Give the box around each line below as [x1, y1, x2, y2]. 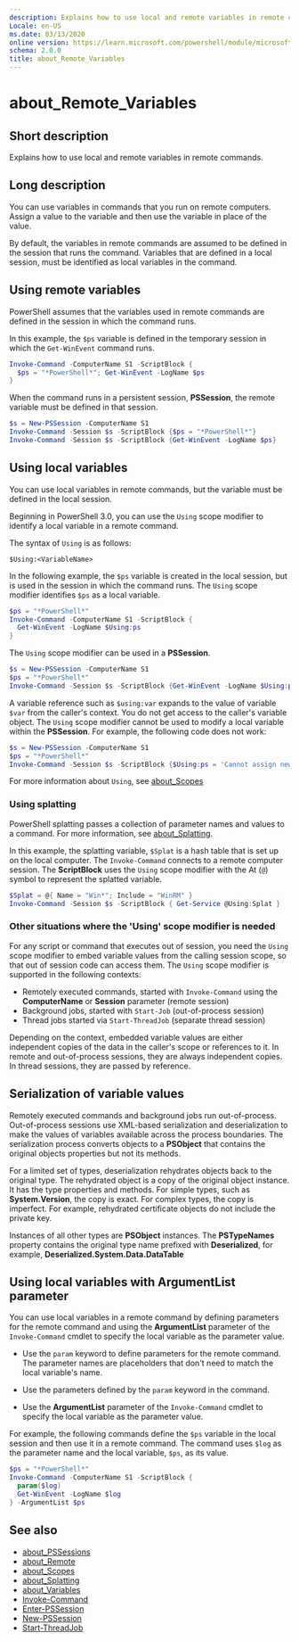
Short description [9, 128, 109, 144]
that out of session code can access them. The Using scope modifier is [9, 960, 270, 970]
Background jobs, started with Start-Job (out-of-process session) [21, 1005, 264, 1016]
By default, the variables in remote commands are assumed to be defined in [9, 237, 287, 248]
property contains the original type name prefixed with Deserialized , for [9, 1239, 273, 1249]
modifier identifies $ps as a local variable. [9, 590, 160, 600]
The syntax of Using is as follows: [9, 537, 132, 548]
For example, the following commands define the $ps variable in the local [9, 1429, 276, 1439]
